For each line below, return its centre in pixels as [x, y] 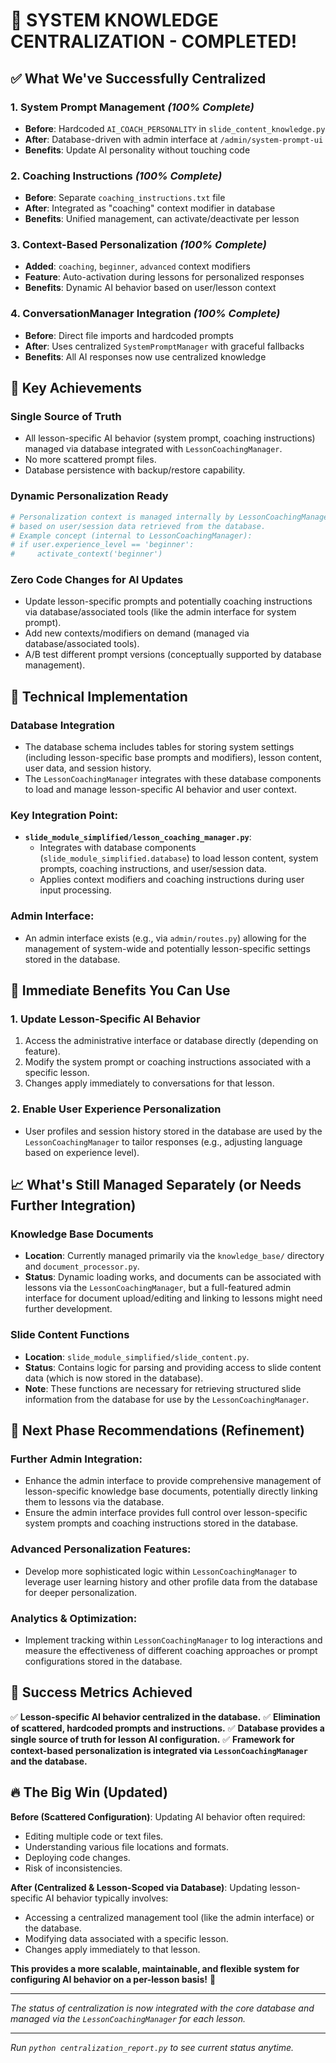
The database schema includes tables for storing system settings [159, 747]
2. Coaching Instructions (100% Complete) [116, 176]
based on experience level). [82, 1152]
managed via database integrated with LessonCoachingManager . [153, 449]
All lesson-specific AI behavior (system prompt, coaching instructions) [170, 438]
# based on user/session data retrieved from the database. [138, 526]
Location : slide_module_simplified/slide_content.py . [137, 1356]
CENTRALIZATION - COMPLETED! [154, 41]
